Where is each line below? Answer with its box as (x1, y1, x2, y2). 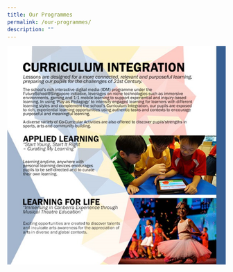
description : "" (7, 26, 54, 33)
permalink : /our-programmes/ (7, 18, 92, 26)
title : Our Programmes (7, 11, 73, 18)
